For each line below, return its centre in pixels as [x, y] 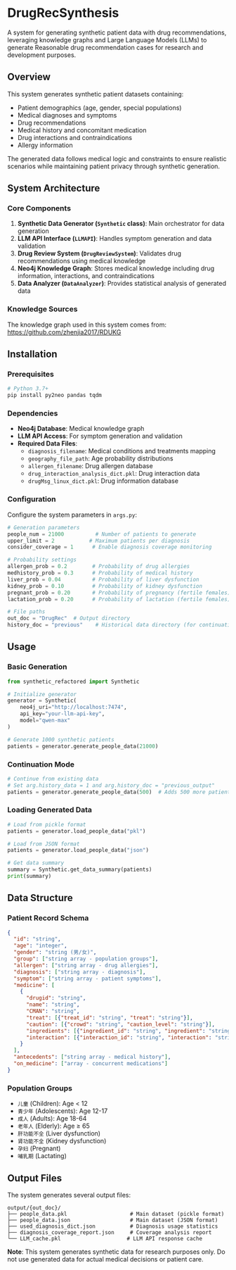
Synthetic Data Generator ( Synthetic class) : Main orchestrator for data [121, 224]
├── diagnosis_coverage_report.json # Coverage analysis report [110, 1232]
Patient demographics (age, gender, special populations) [99, 108]
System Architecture [54, 188]
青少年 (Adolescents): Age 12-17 [63, 1111]
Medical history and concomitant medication [82, 130]
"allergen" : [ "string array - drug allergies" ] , [86, 965]
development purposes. [42, 55]
